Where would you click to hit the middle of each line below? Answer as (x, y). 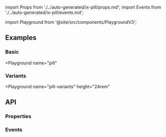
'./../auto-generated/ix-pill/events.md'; (44, 12)
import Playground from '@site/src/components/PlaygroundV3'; (71, 22)
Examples (21, 38)
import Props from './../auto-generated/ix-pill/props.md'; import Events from (83, 7)
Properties (18, 117)
